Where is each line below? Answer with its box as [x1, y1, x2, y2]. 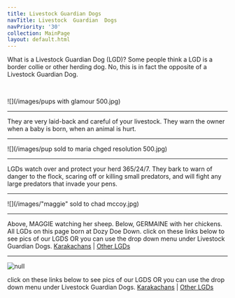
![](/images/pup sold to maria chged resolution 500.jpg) [7, 144, 168, 154]
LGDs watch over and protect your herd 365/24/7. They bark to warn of [7, 165, 213, 173]
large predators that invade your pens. [7, 179, 117, 188]
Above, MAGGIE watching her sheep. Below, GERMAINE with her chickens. [7, 220, 222, 228]
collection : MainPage [7, 29, 71, 37]
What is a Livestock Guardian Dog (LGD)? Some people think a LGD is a [7, 55, 213, 64]
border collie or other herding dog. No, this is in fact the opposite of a [7, 63, 208, 71]
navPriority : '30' [7, 23, 61, 30]
